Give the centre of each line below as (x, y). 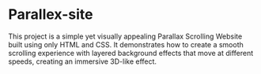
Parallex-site (51, 15)
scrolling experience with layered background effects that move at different (131, 53)
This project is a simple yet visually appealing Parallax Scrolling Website (125, 36)
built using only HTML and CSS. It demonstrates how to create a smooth (126, 44)
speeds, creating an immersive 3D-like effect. (82, 61)
